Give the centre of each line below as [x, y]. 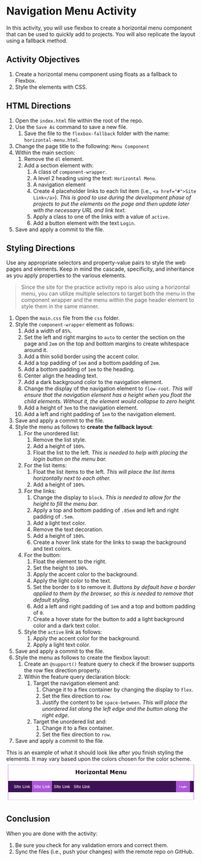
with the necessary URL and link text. [80, 210]
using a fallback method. [37, 40]
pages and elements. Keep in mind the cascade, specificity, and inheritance [100, 269]
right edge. [55, 715]
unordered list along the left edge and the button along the [115, 709]
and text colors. [52, 549]
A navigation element [59, 184]
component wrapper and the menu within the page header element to [107, 300]
